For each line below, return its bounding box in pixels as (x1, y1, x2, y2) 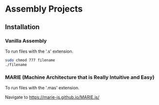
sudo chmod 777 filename (5, 57, 55, 63)
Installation (5, 23, 40, 31)
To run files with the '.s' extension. (5, 48, 74, 54)
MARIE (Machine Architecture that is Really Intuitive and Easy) (5, 74, 155, 81)
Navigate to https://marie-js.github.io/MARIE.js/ (5, 94, 99, 100)
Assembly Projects (5, 3, 83, 15)
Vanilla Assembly (5, 37, 47, 44)
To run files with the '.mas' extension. (5, 85, 79, 90)
